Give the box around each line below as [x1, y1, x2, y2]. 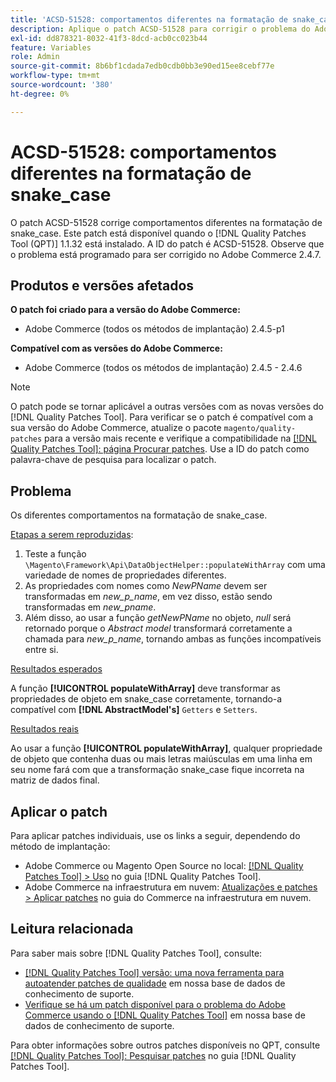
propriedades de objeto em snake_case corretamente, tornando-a [10, 693, 283, 705]
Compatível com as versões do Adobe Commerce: [10, 342, 223, 355]
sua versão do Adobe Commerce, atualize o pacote [10, 422, 222, 434]
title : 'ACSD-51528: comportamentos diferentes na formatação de [10, 14, 288, 25]
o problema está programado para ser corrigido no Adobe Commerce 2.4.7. [10, 248, 322, 260]
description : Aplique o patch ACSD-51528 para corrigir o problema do [10, 24, 311, 34]
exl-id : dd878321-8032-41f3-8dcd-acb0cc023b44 [10, 33, 208, 43]
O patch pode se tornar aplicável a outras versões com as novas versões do [10, 401, 324, 413]
